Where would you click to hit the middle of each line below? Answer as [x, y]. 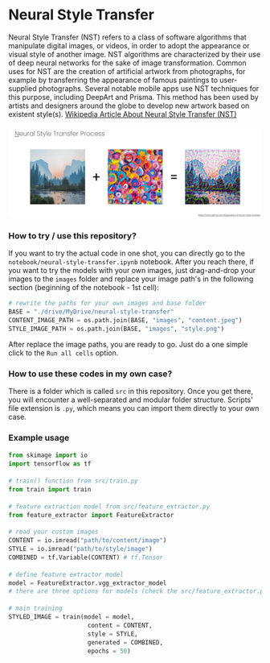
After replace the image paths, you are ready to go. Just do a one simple [128, 344]
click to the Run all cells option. [63, 353]
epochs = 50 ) [109, 651]
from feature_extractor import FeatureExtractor [91, 515]
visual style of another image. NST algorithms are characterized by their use [135, 54]
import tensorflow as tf [50, 464]
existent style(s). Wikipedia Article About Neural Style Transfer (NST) [123, 114]
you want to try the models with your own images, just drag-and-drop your [132, 271]
